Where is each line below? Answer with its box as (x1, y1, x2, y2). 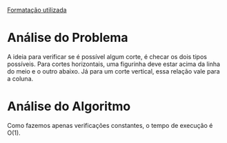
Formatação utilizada (7, 6, 67, 14)
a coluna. (7, 74, 34, 82)
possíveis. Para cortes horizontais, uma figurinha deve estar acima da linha (7, 60, 221, 68)
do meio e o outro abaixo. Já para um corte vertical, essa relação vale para (7, 67, 220, 75)
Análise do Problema (7, 30, 128, 45)
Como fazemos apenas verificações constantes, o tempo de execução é (7, 121, 213, 129)
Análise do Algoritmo (7, 99, 131, 114)
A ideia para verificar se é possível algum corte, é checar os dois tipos (7, 52, 207, 60)
